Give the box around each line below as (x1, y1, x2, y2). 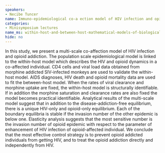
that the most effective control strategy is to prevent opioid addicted (5, 131, 143, 138)
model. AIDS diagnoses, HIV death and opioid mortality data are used (15, 74, 156, 80)
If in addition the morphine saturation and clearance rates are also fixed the (5, 90, 158, 96)
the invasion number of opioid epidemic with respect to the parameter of (5, 121, 152, 127)
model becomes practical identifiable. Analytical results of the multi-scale (5, 95, 154, 101)
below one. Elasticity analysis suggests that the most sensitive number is (5, 116, 153, 122)
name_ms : (5, 30, 23, 35)
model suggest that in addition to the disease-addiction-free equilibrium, (5, 100, 152, 106)
